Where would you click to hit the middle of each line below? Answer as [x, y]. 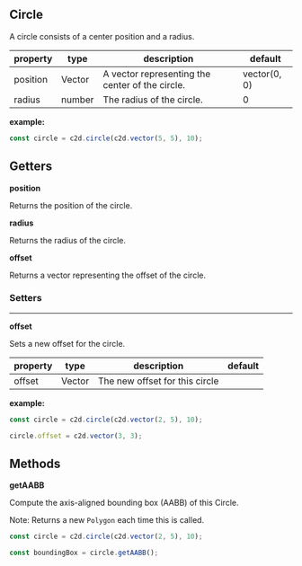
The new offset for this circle [158, 381]
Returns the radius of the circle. [68, 240]
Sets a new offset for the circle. [67, 343]
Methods [35, 463]
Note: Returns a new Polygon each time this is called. [107, 520]
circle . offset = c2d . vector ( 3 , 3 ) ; [76, 436]
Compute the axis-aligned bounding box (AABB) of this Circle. [124, 503]
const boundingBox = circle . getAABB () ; [84, 553]
